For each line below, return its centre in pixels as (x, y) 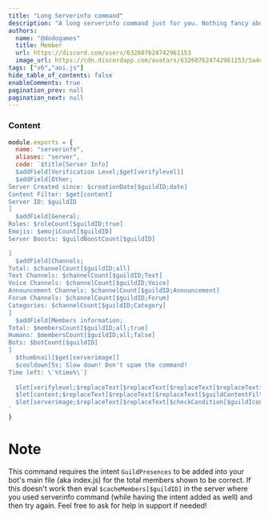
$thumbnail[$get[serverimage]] (68, 358)
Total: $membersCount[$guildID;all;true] (78, 328)
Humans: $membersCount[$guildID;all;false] (82, 335)
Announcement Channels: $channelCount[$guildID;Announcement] (114, 291)
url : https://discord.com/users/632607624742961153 (104, 53)
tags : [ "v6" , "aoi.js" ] (46, 68)
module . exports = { (41, 142)
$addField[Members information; (70, 320)
